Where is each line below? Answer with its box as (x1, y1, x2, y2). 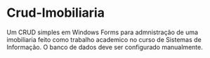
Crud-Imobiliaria (6, 5, 105, 21)
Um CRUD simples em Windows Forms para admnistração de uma (6, 28, 198, 36)
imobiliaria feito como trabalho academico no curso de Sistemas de (6, 35, 202, 43)
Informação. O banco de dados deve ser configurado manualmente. (6, 43, 203, 51)
